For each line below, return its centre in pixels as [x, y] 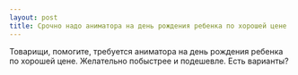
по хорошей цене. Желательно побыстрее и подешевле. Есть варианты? [149, 61]
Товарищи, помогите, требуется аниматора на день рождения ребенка [146, 51]
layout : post [34, 17]
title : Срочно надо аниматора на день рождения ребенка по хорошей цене [148, 26]
